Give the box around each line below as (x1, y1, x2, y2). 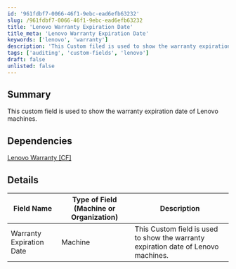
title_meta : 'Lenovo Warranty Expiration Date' (7, 29, 150, 37)
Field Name (13, 204, 53, 214)
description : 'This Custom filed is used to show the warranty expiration (7, 43, 231, 50)
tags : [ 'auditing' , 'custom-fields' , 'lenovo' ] (7, 50, 150, 57)
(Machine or (73, 204, 116, 214)
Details (7, 173, 39, 186)
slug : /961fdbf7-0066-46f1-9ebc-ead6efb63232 (7, 17, 143, 24)
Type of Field (72, 195, 117, 204)
